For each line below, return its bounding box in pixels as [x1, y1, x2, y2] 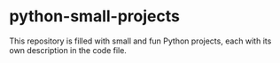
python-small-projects [9, 6, 180, 27]
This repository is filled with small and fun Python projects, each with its [9, 35, 272, 46]
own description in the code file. [9, 44, 127, 55]
